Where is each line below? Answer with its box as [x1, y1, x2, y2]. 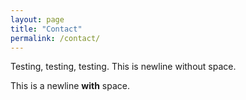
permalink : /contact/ [10, 33, 101, 43]
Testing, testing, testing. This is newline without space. [10, 61, 237, 73]
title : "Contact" [10, 24, 83, 34]
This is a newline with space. [10, 80, 131, 92]
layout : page [10, 14, 65, 25]
